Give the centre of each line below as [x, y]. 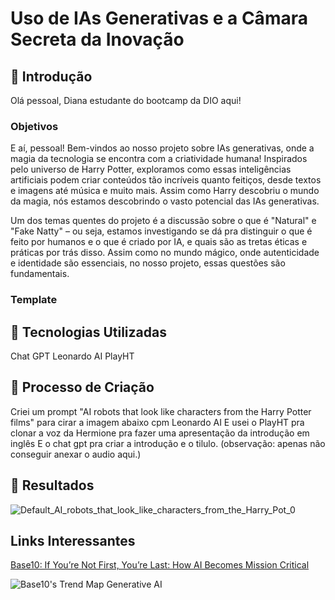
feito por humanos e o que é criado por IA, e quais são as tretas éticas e [159, 242]
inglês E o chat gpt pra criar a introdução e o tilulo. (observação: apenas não [168, 443]
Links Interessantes [73, 541]
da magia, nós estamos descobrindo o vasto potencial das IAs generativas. [165, 201]
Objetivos [34, 126]
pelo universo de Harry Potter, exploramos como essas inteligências [151, 169]
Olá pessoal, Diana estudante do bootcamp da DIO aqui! [126, 100]
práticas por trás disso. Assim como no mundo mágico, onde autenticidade [165, 253]
